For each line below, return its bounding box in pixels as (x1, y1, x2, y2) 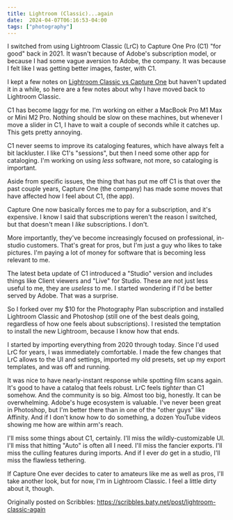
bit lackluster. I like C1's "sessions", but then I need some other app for (7, 149, 210, 157)
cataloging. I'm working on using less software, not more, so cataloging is (7, 156, 219, 165)
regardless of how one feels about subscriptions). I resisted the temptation (7, 320, 221, 328)
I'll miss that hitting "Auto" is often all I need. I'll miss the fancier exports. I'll (7, 441, 223, 450)
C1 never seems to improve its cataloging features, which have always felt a (7, 142, 225, 150)
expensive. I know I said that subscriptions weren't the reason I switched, (7, 213, 218, 221)
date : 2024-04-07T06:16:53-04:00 (7, 17, 108, 24)
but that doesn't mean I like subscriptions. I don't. (7, 220, 150, 229)
